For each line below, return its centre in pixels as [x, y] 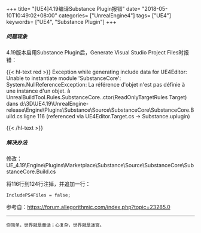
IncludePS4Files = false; [38, 195]
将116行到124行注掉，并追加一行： [48, 183]
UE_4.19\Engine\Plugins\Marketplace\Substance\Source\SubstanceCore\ [95, 165]
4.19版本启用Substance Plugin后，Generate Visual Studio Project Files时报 [98, 52]
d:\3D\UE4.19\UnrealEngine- [54, 103]
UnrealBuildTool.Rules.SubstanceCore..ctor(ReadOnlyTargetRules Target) [97, 97]
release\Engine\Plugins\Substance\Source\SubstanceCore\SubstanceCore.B [100, 110]
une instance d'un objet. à [38, 91]
